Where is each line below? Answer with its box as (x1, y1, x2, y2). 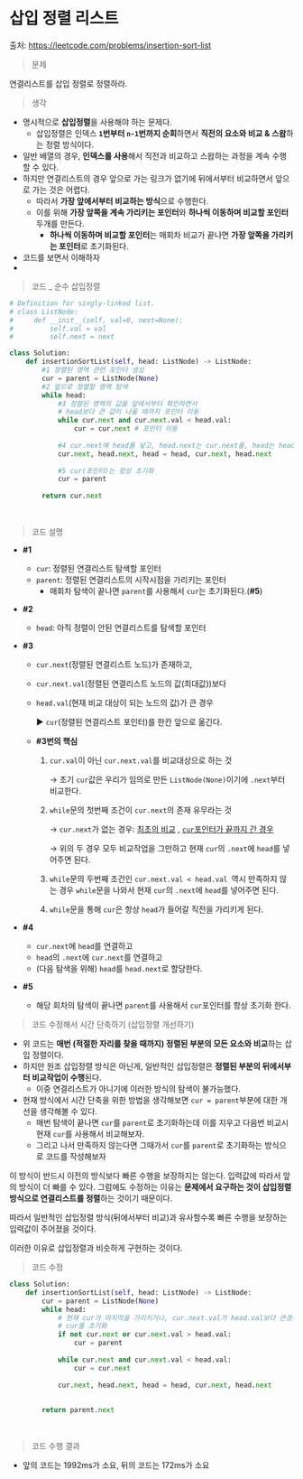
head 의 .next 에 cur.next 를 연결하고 (35, 952, 163, 963)
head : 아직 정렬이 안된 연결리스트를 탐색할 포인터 (35, 622, 207, 633)
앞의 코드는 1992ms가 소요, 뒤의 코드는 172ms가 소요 (22, 1460, 210, 1471)
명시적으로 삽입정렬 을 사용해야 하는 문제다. (22, 116, 173, 127)
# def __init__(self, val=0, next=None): (9, 315, 183, 325)
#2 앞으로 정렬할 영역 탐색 (41, 382, 128, 391)
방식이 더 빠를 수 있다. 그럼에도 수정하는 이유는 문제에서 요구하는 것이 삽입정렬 (18, 1182, 292, 1193)
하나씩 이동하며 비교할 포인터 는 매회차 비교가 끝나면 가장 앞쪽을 (49, 229, 271, 240)
